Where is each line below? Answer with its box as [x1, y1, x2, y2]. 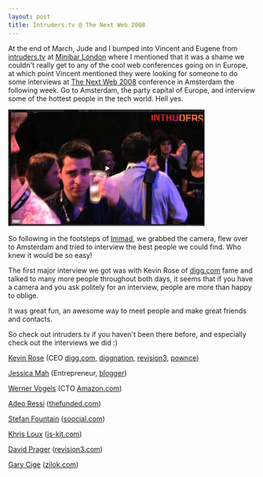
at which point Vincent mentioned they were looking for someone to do [8, 68, 238, 78]
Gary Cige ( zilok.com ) [8, 460, 79, 469]
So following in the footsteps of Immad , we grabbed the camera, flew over [8, 233, 249, 243]
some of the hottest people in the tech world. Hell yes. [8, 94, 184, 103]
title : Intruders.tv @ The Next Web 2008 [8, 20, 146, 29]
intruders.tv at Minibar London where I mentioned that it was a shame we [8, 52, 245, 61]
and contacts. [8, 314, 53, 324]
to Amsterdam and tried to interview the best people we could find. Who [8, 242, 242, 251]
